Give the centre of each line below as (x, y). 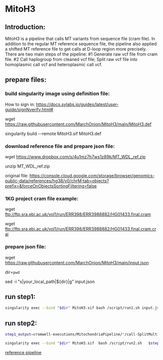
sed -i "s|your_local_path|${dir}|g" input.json (50, 282)
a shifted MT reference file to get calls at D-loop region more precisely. (76, 49)
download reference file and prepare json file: (60, 146)
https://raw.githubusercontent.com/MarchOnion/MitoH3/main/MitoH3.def (78, 124)
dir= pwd (12, 272)
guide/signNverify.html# (29, 109)
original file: (17, 175)
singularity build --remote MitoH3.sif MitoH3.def (53, 133)
